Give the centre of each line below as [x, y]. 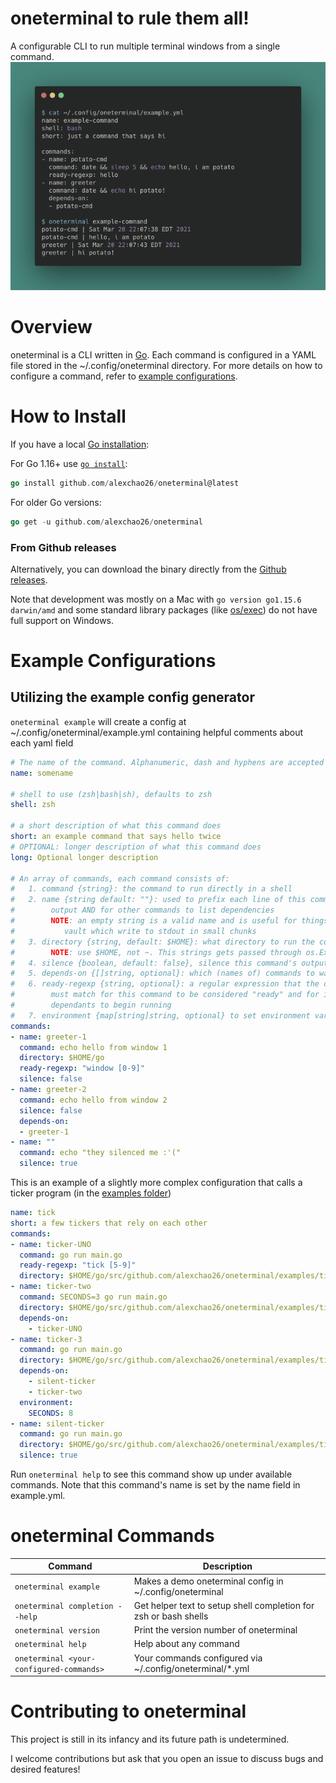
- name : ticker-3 [46, 1339]
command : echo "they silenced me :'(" [100, 1153]
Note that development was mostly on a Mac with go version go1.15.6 [156, 599]
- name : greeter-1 [48, 1037]
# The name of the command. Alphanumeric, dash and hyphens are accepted [167, 762]
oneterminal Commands [112, 1536]
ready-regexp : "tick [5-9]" [78, 1265]
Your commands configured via [198, 1658]
